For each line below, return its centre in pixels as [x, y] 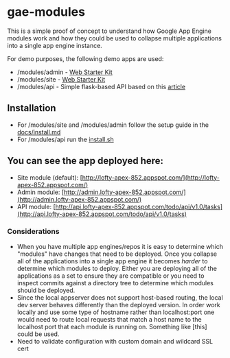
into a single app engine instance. [55, 45]
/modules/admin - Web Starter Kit [65, 72]
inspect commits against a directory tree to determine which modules [115, 283]
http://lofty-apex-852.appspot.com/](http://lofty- [151, 177]
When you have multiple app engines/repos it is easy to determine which [120, 246]
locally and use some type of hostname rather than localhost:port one [116, 312]
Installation [32, 108]
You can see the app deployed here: [85, 161]
